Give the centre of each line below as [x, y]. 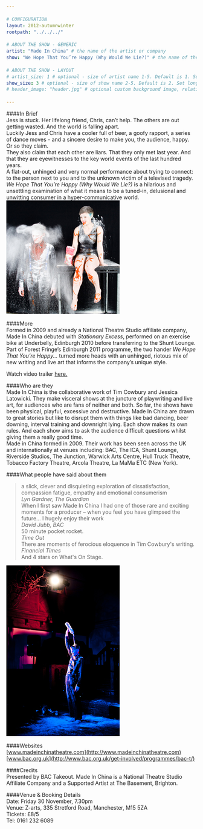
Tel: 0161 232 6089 [30, 821]
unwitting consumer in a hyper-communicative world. [73, 197]
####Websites [25, 745]
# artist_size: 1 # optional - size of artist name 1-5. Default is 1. [98, 77]
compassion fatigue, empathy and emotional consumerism [94, 493]
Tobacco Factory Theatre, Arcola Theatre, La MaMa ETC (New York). [92, 463]
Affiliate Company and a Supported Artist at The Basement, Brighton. [92, 783]
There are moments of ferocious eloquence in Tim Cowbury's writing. [108, 544]
